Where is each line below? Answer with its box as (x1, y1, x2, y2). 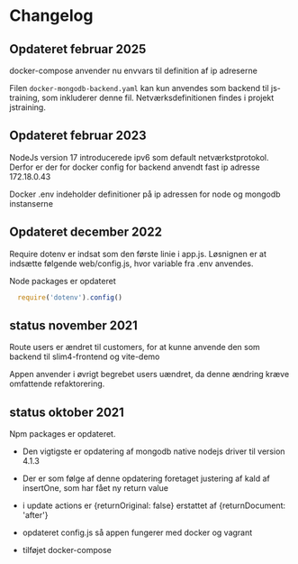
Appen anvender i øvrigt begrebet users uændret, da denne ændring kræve (9, 369, 290, 380)
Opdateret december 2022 (9, 225, 162, 240)
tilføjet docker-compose (22, 545, 113, 556)
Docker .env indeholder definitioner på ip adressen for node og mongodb (9, 189, 281, 199)
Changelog (9, 5, 94, 26)
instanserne (9, 198, 54, 208)
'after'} (22, 510, 49, 521)
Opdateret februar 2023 (9, 128, 147, 143)
